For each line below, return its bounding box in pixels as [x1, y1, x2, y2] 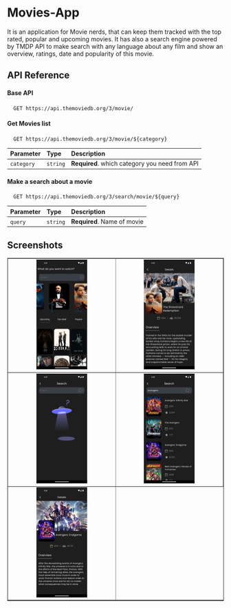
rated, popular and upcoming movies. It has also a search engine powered [7, 34, 218, 43]
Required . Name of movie [71, 217, 144, 225]
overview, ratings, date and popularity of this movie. [7, 50, 155, 58]
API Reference [7, 70, 70, 81]
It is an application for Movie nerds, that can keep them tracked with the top [7, 28, 222, 36]
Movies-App [7, 5, 80, 21]
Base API [7, 88, 34, 97]
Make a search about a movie [7, 177, 93, 185]
